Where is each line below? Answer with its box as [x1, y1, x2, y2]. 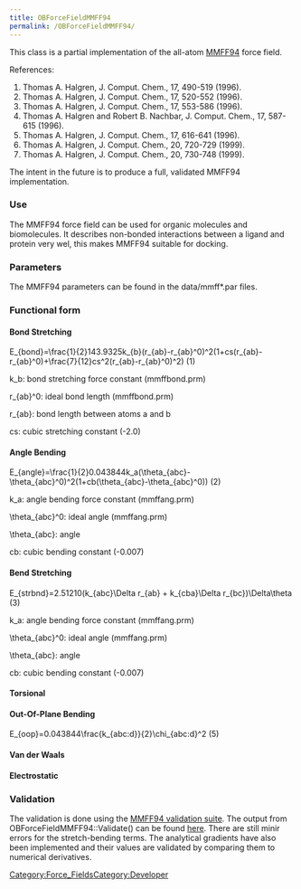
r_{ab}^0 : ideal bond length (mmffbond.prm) [9, 391, 174, 402]
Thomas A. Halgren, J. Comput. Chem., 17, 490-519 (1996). [22, 81, 242, 92]
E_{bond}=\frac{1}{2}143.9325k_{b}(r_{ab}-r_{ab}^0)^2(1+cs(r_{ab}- [9, 346, 263, 357]
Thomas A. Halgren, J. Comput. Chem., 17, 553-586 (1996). [22, 100, 243, 111]
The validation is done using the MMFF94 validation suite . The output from [9, 813, 287, 824]
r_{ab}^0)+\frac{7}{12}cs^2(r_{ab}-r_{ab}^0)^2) [9, 356, 184, 367]
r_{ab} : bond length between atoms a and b [9, 409, 172, 420]
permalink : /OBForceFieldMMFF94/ [9, 22, 136, 31]
